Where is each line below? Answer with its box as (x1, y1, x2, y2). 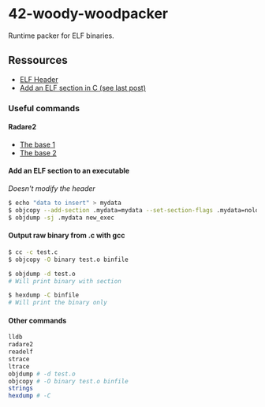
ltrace (8, 362, 30, 371)
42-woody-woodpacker (8, 5, 168, 23)
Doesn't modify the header (8, 184, 96, 193)
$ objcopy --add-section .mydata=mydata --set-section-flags (8, 206, 214, 214)
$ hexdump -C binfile (8, 291, 80, 300)
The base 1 (19, 140, 55, 149)
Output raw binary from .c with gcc (8, 230, 125, 241)
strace (8, 355, 30, 363)
